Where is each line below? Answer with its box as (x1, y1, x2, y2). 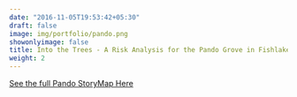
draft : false (9, 21, 57, 30)
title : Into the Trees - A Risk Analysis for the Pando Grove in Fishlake (9, 46, 291, 55)
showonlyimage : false (9, 37, 89, 47)
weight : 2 (9, 54, 46, 63)
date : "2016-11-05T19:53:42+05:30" (9, 12, 141, 22)
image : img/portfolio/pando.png (9, 29, 128, 38)
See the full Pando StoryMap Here (9, 78, 134, 88)
